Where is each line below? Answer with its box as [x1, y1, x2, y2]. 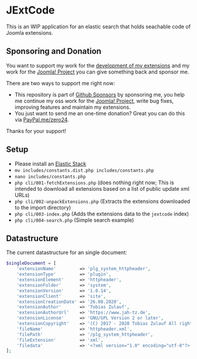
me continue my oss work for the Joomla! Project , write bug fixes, [14, 97, 174, 104]
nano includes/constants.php [14, 174, 86, 179]
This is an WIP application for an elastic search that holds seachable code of [6, 23, 191, 30]
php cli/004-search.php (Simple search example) [14, 216, 134, 224]
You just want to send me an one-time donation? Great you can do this [14, 109, 185, 117]
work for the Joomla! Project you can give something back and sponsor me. [6, 68, 189, 75]
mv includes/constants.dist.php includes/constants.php [14, 167, 154, 174]
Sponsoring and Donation [6, 46, 101, 56]
